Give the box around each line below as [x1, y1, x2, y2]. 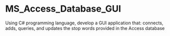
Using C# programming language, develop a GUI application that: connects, [5, 20, 163, 26]
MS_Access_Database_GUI [5, 3, 121, 15]
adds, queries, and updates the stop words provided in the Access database [5, 25, 165, 31]
